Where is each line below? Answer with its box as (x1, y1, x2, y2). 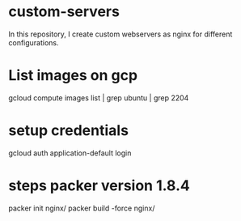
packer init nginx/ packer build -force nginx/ (8, 203, 155, 213)
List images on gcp (8, 66, 138, 85)
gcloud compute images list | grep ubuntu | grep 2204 (8, 92, 189, 103)
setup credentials (8, 121, 129, 140)
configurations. (8, 37, 59, 47)
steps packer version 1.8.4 (8, 176, 190, 194)
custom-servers (8, 2, 120, 21)
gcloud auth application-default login (8, 148, 132, 158)
